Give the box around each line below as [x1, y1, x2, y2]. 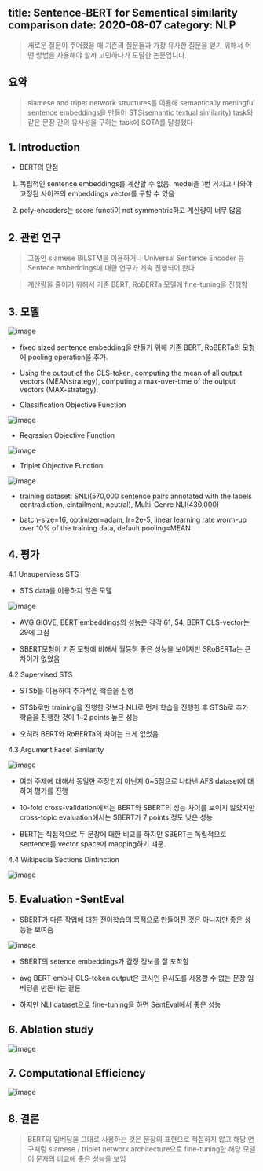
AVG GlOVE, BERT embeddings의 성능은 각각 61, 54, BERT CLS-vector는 [19, 617, 250, 627]
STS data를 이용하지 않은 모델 [19, 585, 112, 595]
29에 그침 [19, 627, 49, 637]
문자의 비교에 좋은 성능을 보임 [35, 1154, 126, 1164]
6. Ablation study [8, 1023, 94, 1037]
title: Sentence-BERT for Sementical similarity [8, 6, 238, 20]
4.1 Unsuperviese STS [8, 569, 79, 578]
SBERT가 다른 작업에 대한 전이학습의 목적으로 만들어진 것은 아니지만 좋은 [19, 915, 243, 924]
